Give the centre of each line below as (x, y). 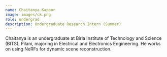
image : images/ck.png (28, 15)
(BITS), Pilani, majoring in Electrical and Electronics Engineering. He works (83, 44)
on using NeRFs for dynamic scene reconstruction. (58, 49)
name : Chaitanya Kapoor (30, 10)
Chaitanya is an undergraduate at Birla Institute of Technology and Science (83, 38)
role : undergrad (22, 19)
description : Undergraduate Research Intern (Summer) (63, 24)
